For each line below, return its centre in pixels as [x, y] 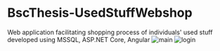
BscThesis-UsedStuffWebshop [100, 13]
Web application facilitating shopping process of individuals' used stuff [110, 32]
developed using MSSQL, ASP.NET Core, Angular [79, 39]
